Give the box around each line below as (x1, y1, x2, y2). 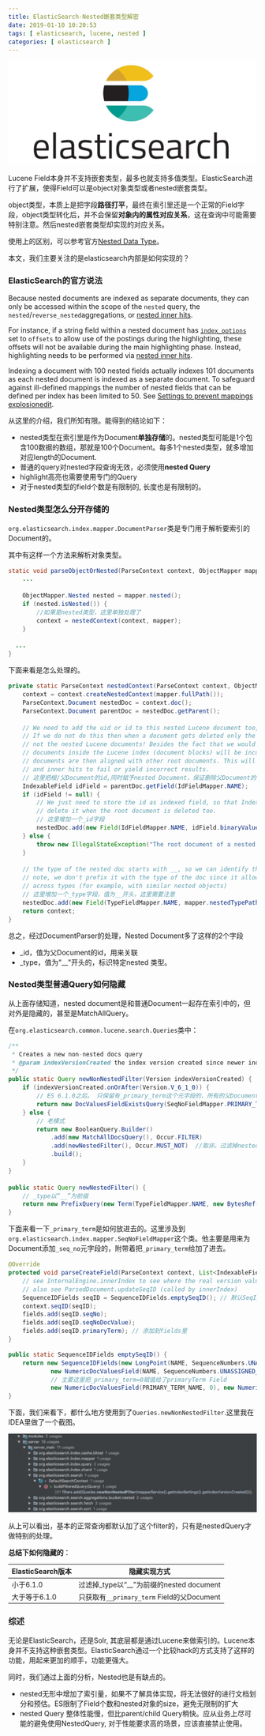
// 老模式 (36, 1117, 65, 1125)
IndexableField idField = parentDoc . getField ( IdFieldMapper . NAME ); (22, 782, 248, 790)
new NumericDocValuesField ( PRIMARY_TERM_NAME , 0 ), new (50, 1384, 235, 1392)
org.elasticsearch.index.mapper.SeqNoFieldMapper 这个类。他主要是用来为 (8, 1233, 251, 1244)
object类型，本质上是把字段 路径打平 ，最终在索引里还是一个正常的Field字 (8, 200, 244, 209)
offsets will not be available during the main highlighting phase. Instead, (8, 342, 241, 352)
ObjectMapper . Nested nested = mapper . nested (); (22, 592, 181, 600)
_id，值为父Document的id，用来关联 (19, 947, 138, 957)
